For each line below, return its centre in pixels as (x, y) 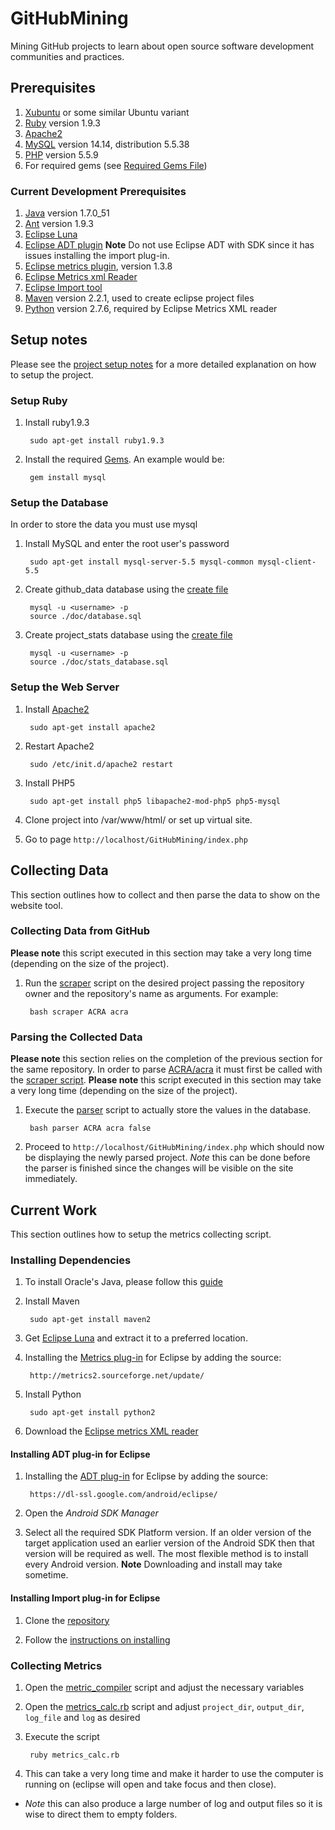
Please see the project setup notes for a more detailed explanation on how (163, 364)
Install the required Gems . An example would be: (124, 459)
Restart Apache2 (59, 746)
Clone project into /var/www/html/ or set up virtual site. (138, 819)
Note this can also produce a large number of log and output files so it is (173, 1803)
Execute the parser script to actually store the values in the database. (168, 1110)
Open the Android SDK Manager (91, 1513)
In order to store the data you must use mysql (104, 524)
